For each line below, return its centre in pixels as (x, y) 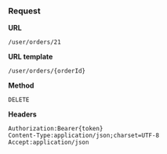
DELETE (19, 100)
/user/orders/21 (34, 42)
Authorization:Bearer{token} (56, 129)
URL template (31, 57)
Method (21, 86)
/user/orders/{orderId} (47, 71)
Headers (22, 114)
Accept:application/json (49, 142)
